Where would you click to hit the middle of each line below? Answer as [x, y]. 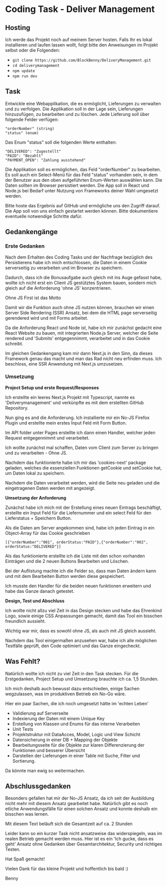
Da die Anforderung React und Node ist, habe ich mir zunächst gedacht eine [83, 328]
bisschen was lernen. [27, 814]
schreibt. [14, 344]
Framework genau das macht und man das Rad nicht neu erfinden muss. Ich [83, 359]
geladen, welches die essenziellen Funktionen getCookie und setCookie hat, [83, 467]
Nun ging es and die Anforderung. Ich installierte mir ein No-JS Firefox [77, 418]
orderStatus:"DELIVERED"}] [33, 546]
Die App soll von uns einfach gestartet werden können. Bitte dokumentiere [82, 211]
